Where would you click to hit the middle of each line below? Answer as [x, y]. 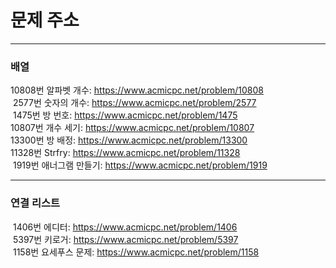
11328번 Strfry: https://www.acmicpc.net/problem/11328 [125, 153]
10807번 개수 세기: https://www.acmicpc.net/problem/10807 [132, 128]
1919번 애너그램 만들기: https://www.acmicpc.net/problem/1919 [140, 165]
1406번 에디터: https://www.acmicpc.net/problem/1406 [125, 227]
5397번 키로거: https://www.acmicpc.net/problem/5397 [125, 239]
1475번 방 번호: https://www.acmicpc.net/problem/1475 [125, 115]
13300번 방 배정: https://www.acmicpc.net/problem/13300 [129, 140]
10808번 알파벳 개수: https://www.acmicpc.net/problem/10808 [137, 90]
